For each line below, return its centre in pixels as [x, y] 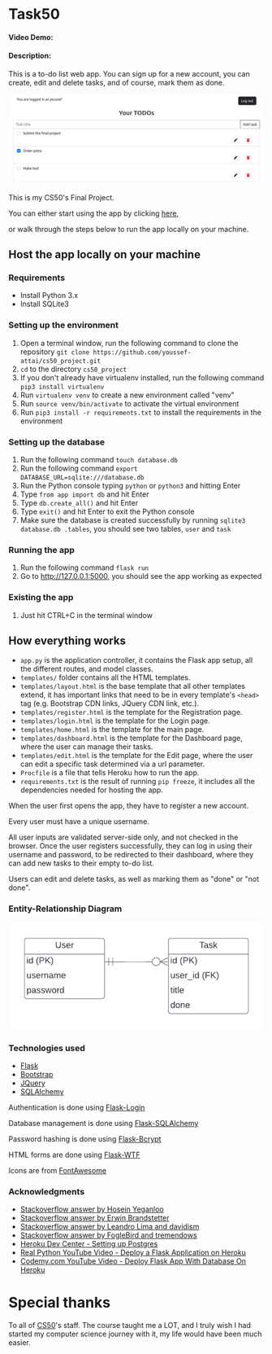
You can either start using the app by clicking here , [94, 213]
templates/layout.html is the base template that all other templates [133, 686]
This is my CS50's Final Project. [62, 197]
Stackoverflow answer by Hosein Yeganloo [92, 1209]
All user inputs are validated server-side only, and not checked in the [123, 837]
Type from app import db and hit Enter [84, 494]
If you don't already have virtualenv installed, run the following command [142, 377]
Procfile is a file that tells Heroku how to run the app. [110, 773]
